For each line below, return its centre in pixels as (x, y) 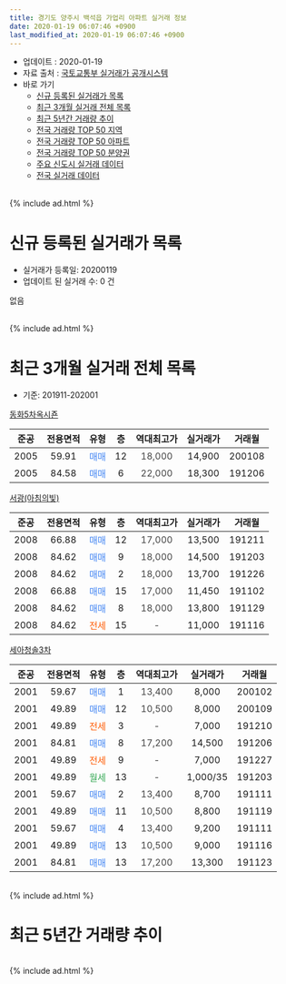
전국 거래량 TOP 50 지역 (79, 130)
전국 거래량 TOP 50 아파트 (83, 141)
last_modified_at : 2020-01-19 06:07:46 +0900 (97, 35)
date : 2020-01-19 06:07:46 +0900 (73, 26)
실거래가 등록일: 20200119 (70, 270)
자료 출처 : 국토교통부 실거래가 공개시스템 (95, 73)
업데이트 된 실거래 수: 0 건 (69, 281)
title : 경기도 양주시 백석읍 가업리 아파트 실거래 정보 (98, 18)
